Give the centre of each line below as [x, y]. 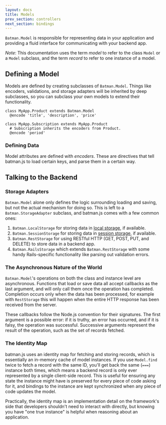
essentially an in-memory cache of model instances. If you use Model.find [81, 360]
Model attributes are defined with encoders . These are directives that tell [80, 156]
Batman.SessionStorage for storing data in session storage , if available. [84, 233]
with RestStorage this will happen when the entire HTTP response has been [82, 300]
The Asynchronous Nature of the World [54, 267]
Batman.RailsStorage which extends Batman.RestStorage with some [81, 249]
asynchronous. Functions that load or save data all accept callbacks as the [82, 284]
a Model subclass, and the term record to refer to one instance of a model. [81, 58]
